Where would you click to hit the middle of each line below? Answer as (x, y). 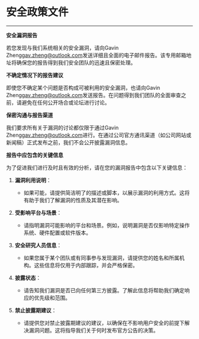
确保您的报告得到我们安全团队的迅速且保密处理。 (76, 62)
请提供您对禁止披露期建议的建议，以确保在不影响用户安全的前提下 (104, 322)
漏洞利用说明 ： (33, 180)
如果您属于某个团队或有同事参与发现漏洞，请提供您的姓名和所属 (101, 257)
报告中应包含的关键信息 (35, 155)
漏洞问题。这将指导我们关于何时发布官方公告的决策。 (94, 330)
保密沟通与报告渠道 (30, 115)
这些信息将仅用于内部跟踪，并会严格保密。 (86, 265)
